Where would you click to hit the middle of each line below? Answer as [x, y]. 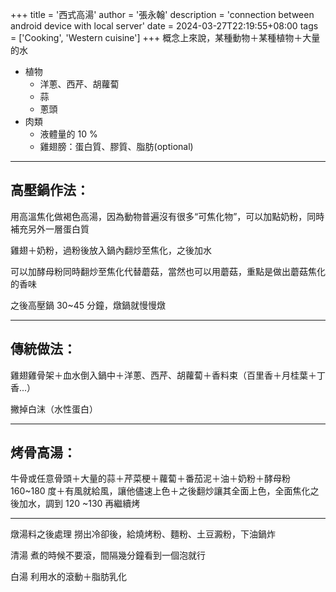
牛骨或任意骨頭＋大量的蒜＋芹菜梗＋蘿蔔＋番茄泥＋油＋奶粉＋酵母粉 [150, 479]
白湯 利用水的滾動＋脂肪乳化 [68, 577]
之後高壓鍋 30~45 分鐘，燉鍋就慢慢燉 [88, 305]
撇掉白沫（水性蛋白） [54, 409]
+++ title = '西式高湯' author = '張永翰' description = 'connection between [162, 14]
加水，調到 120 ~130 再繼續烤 [79, 504]
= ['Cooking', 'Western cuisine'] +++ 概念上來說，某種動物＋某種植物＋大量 [165, 37]
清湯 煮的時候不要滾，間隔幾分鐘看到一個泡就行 [108, 555]
